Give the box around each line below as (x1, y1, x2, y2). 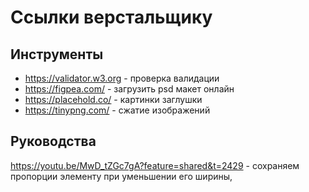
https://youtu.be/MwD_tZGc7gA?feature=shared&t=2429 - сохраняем (10, 159, 300, 171)
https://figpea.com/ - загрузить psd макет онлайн (24, 83, 235, 95)
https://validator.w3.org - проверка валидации (24, 72, 220, 84)
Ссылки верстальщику (10, 6, 213, 29)
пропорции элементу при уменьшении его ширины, (10, 170, 233, 182)
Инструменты (10, 46, 104, 63)
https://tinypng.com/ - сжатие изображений (24, 104, 211, 116)
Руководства (10, 133, 97, 150)
